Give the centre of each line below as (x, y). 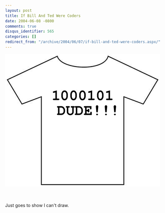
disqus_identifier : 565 (30, 32)
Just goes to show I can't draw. (37, 205)
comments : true (21, 26)
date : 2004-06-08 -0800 (30, 21)
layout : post (19, 10)
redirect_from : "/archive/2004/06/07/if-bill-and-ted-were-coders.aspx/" (83, 42)
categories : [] (21, 37)
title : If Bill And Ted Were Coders (43, 16)
